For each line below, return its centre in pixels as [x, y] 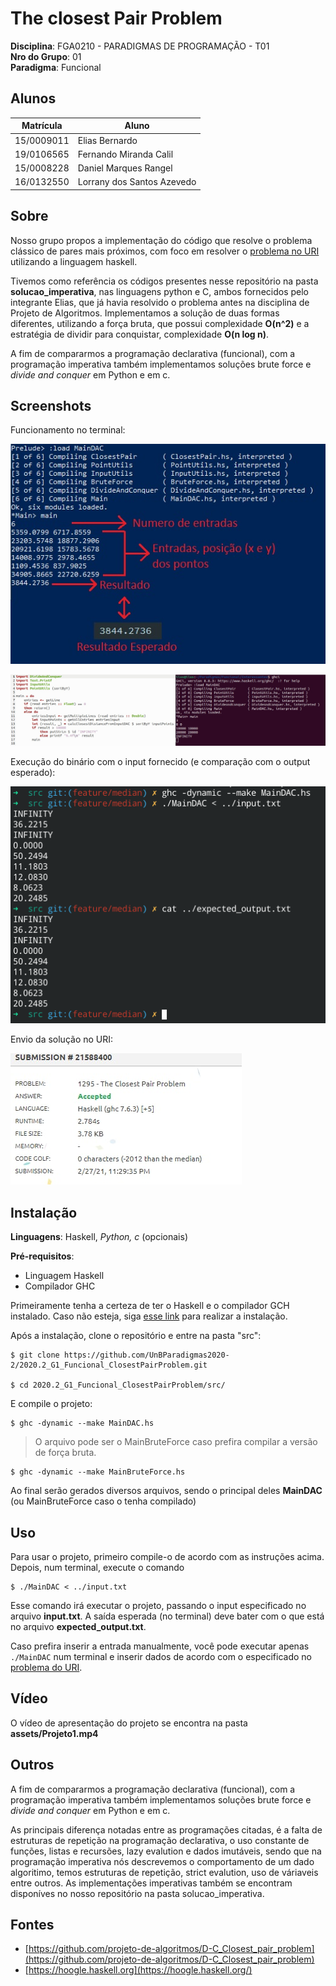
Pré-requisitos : [42, 1256]
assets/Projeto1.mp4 [54, 1733]
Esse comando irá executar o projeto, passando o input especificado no [158, 1606]
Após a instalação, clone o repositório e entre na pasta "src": [136, 1336]
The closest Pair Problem [116, 18]
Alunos [33, 98]
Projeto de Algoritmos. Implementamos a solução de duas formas [145, 313]
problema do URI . [46, 1668]
